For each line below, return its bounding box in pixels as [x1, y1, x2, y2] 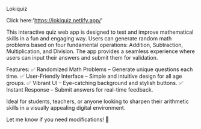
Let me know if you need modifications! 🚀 [6, 116, 110, 123]
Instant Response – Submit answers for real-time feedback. [6, 86, 153, 93]
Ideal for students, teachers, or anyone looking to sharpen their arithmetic [6, 98, 190, 105]
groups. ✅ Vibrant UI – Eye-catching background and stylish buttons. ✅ [6, 80, 184, 86]
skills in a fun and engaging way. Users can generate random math [6, 35, 172, 42]
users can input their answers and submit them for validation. [6, 54, 158, 61]
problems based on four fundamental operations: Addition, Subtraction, [6, 42, 184, 48]
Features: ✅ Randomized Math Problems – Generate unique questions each [6, 66, 193, 73]
